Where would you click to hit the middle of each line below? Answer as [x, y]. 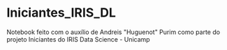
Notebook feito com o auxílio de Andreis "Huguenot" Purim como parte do [113, 32]
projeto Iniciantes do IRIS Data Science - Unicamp [79, 39]
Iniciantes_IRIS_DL [61, 13]
